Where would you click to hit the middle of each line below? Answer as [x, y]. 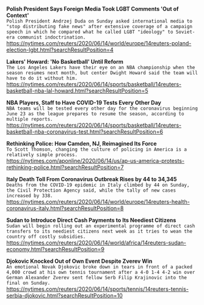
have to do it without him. [42, 78]
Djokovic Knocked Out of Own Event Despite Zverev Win [79, 261]
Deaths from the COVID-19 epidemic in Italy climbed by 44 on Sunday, [98, 185]
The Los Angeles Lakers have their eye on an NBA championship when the [101, 67]
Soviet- [185, 32]
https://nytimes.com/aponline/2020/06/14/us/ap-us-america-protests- [96, 161]
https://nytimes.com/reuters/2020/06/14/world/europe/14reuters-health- [98, 202]
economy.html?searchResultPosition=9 [56, 249]
